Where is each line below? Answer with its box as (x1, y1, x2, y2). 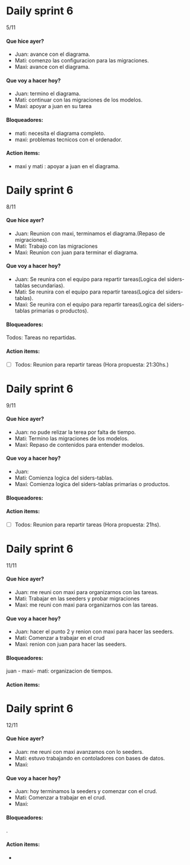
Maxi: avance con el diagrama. (14, 64, 90, 71)
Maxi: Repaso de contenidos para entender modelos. (14, 441, 144, 448)
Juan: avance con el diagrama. (14, 50, 90, 58)
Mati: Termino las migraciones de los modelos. (14, 435, 129, 442)
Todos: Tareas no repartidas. (6, 334, 77, 341)
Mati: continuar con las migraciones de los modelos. (14, 96, 142, 103)
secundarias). (31, 282, 65, 289)
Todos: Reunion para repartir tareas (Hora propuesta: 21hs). (14, 521, 161, 528)
